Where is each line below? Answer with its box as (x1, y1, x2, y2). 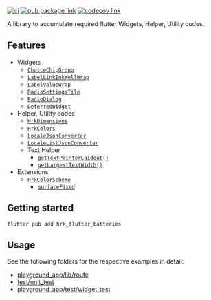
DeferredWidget (27, 103, 71, 110)
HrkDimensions (27, 118, 68, 125)
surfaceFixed (37, 183, 76, 191)
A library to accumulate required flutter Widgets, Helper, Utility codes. (7, 20, 205, 28)
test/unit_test (16, 278, 54, 286)
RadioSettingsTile (27, 88, 80, 96)
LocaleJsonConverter (27, 132, 87, 139)
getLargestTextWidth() (37, 162, 103, 169)
